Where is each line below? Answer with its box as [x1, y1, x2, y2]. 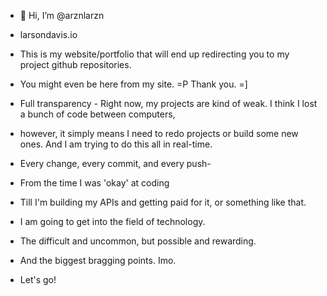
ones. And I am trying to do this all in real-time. [19, 138, 213, 150]
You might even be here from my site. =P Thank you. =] [19, 78, 248, 90]
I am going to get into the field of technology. [19, 216, 206, 227]
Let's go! [19, 274, 57, 285]
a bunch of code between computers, [19, 108, 176, 120]
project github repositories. [19, 59, 132, 70]
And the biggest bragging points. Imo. [19, 255, 177, 266]
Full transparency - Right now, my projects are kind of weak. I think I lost [19, 98, 318, 109]
